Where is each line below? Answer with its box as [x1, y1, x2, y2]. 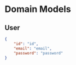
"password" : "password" [13, 50, 63, 55]
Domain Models [4, 3, 71, 15]
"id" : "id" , [13, 41, 38, 46]
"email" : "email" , [13, 46, 52, 51]
